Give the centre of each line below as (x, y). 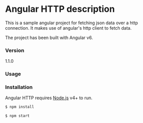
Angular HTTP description (60, 9)
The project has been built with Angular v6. (49, 38)
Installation (19, 87)
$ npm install (20, 107)
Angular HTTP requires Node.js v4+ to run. (49, 98)
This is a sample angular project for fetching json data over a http (72, 23)
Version (15, 50)
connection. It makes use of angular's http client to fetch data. (69, 28)
